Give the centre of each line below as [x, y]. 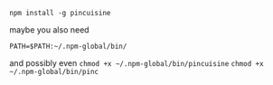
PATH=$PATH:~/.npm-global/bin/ [68, 46]
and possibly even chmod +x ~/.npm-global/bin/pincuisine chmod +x [136, 63]
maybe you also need [49, 30]
